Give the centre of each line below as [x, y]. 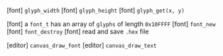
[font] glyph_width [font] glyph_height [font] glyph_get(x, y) [96, 10]
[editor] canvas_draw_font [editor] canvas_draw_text [82, 45]
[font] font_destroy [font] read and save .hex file [78, 32]
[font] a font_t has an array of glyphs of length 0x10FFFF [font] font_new [111, 24]
